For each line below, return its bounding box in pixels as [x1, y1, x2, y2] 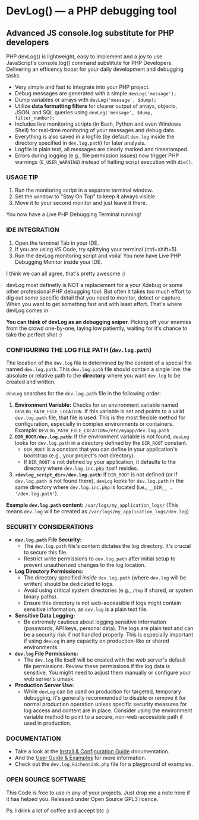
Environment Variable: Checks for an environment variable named [14, 401, 178, 409]
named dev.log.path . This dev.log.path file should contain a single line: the [6, 365, 191, 373]
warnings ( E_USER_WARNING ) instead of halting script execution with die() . [14, 158, 193, 165]
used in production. [23, 719, 72, 727]
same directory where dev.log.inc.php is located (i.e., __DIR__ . [14, 484, 173, 491]
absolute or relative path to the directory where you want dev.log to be [6, 372, 181, 379]
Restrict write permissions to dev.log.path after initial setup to [23, 555, 176, 562]
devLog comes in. [6, 307, 50, 314]
